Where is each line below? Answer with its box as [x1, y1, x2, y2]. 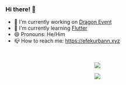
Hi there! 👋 [5, 5, 36, 13]
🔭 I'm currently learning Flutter [13, 24, 88, 31]
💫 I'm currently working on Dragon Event [13, 19, 112, 26]
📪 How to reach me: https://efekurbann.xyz [13, 37, 120, 44]
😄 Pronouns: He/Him [13, 31, 65, 38]
